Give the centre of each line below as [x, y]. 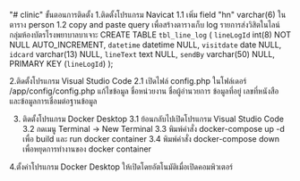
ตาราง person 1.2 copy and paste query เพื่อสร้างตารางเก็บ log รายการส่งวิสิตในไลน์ [145, 25]
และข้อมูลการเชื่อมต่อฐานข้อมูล [53, 101]
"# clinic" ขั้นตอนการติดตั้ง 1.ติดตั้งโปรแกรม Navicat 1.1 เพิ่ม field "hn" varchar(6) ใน [148, 15]
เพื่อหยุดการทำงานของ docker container [87, 149]
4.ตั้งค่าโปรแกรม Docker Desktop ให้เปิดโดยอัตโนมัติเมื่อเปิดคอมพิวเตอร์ [121, 167]
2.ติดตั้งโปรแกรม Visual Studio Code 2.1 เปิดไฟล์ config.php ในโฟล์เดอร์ [128, 81]
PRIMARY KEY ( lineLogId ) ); [61, 64]
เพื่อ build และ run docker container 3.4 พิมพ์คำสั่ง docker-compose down [151, 139]
